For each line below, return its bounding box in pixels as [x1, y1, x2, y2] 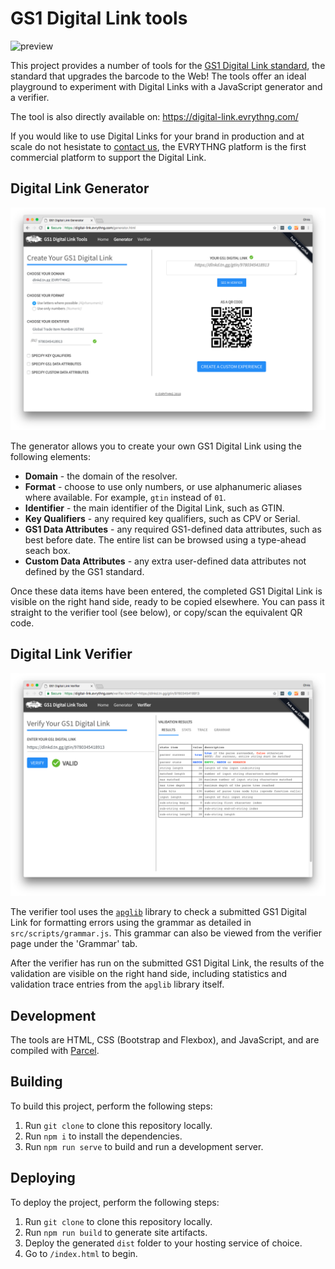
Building [10, 1073, 63, 1091]
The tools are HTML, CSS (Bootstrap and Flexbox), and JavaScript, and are [10, 1034, 320, 1046]
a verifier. [10, 91, 50, 103]
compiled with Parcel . [10, 1045, 100, 1057]
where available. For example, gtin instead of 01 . [24, 492, 227, 504]
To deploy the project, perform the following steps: [10, 1196, 220, 1208]
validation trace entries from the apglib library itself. [10, 978, 225, 991]
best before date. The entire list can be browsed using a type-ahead [24, 534, 307, 546]
